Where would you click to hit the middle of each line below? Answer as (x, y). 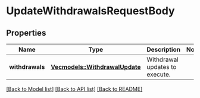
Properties (26, 33)
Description (163, 50)
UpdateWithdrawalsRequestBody (90, 11)
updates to (162, 67)
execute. (159, 74)
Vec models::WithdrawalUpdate (96, 67)
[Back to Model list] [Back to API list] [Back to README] (74, 89)
